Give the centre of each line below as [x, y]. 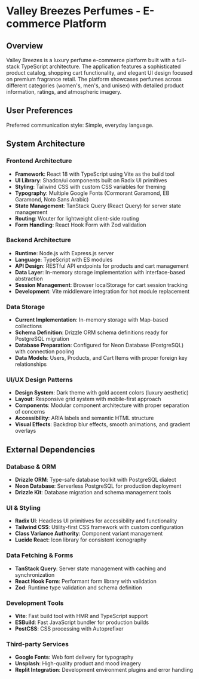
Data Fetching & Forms [40, 555]
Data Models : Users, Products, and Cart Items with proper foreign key [101, 358]
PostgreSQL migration [42, 339]
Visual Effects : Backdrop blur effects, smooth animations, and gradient [102, 424]
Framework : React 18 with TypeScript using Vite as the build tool [95, 174]
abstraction [29, 279]
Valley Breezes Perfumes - [74, 11]
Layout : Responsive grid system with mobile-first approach [88, 399]
